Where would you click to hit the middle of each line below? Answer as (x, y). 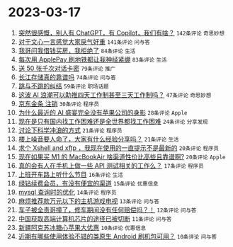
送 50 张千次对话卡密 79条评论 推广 (67, 68)
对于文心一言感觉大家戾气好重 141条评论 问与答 (84, 41)
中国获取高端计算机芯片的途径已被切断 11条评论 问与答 (95, 218)
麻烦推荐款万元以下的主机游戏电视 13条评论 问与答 (89, 201)
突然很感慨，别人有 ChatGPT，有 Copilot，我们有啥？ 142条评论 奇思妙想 (121, 33)
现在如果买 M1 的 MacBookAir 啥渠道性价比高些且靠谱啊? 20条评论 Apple (122, 156)
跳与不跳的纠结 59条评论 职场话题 (63, 86)
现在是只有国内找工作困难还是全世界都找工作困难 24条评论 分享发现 (113, 121)
